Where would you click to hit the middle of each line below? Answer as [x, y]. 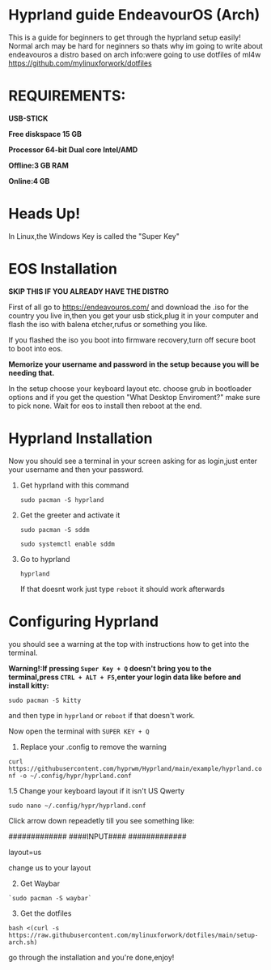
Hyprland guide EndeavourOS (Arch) [134, 15]
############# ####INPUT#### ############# [98, 836]
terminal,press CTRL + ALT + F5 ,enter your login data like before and [125, 677]
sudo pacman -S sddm [55, 530]
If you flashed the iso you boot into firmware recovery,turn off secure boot [132, 340]
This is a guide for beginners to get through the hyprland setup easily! [125, 37]
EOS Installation [63, 269]
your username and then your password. [76, 469]
